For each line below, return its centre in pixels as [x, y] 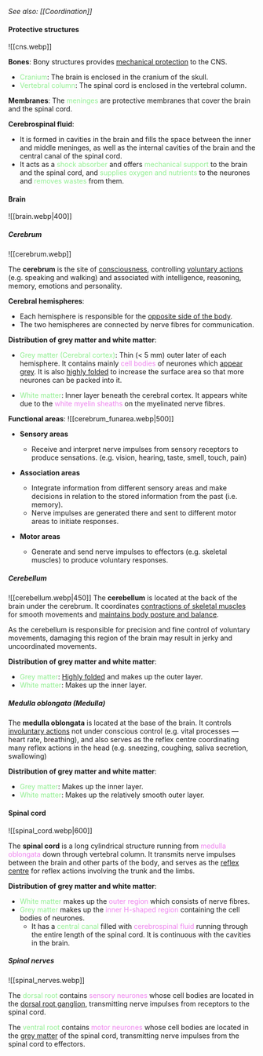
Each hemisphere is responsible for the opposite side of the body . [126, 316]
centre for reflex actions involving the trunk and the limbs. [102, 871]
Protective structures [44, 29]
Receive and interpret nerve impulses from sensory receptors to [135, 450]
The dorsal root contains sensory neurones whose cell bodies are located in [131, 996]
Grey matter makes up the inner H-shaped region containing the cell [130, 909]
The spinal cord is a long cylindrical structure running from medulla [117, 846]
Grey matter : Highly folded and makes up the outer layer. [111, 677]
